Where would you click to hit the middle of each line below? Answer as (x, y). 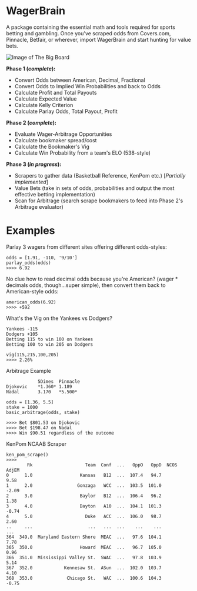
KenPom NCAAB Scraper (36, 444)
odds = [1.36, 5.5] (30, 402)
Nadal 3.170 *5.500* (42, 392)
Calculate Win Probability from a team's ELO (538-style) (83, 153)
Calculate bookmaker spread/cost (56, 140)
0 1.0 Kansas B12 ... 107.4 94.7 (84, 475)
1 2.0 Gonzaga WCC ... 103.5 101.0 (84, 485)
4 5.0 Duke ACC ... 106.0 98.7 (84, 516)
